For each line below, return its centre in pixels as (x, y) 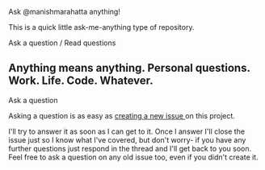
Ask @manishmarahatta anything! (65, 12)
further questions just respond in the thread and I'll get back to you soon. (130, 148)
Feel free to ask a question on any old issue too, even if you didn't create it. (133, 157)
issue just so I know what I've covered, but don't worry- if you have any (127, 139)
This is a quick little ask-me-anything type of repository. (101, 27)
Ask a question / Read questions (62, 43)
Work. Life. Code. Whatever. (81, 81)
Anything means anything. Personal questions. (129, 68)
